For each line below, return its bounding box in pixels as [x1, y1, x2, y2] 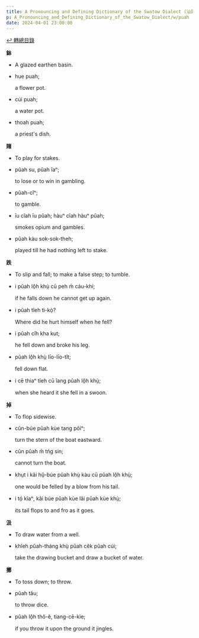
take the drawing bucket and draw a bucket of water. [14, 554, 144, 561]
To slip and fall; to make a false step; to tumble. [14, 271, 130, 278]
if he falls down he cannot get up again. [14, 295, 111, 302]
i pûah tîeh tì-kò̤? [14, 307, 56, 314]
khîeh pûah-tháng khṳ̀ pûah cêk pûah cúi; [14, 542, 117, 550]
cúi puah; [14, 96, 38, 103]
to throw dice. [14, 601, 49, 608]
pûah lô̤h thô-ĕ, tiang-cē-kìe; [14, 613, 86, 620]
